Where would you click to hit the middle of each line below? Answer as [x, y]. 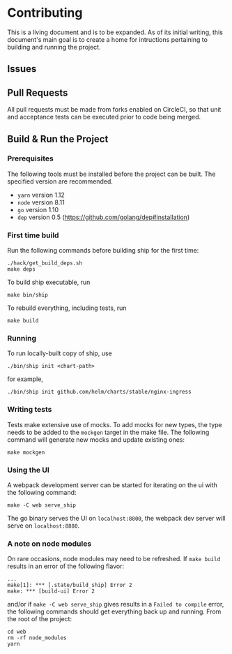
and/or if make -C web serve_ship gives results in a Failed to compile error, [116, 604]
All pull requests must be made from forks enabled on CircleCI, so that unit [114, 110]
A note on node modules [49, 544]
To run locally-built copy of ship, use [60, 353]
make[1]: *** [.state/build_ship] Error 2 [70, 585]
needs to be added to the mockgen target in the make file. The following [108, 432]
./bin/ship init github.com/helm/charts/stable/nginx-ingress [99, 392]
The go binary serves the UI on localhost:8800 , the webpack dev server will [116, 519]
